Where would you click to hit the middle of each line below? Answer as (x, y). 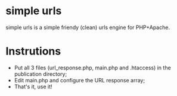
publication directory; (41, 74)
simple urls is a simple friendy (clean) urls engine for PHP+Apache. (88, 27)
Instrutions (33, 51)
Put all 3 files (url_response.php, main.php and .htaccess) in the (92, 68)
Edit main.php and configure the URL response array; (80, 80)
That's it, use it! (33, 87)
